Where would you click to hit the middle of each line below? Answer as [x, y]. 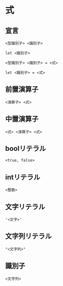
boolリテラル [26, 149]
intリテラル [23, 177]
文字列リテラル [28, 236]
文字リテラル [25, 207]
